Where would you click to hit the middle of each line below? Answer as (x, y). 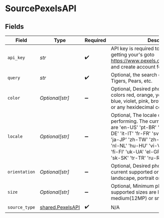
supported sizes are (133, 192)
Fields (15, 27)
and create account (133, 67)
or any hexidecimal (133, 107)
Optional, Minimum (132, 186)
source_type (21, 207)
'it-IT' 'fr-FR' (135, 133)
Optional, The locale (134, 115)
